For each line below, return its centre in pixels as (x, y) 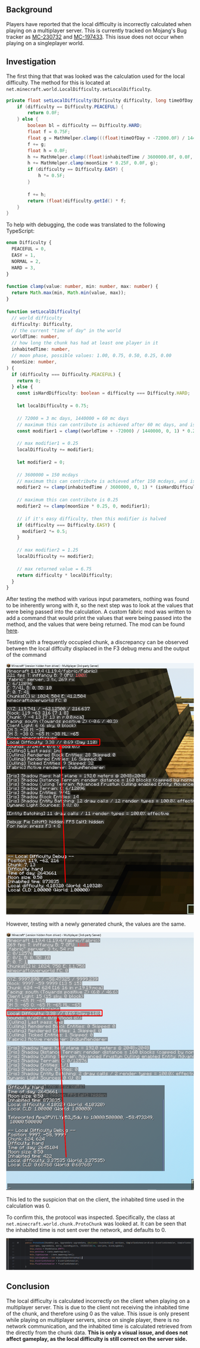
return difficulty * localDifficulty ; (65, 575)
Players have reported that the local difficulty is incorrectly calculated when (99, 24)
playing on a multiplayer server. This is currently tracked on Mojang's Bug (96, 30)
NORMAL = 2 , (26, 261)
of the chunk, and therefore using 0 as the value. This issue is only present (98, 1313)
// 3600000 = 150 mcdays (48, 475)
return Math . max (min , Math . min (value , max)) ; (69, 293)
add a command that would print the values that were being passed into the (99, 618)
